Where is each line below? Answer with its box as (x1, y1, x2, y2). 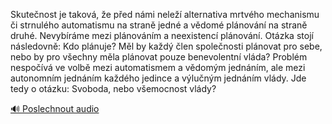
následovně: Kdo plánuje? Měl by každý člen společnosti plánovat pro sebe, (10, 40, 323, 52)
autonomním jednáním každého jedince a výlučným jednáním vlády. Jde (10, 72, 307, 84)
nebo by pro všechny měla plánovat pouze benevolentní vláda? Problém (10, 51, 308, 63)
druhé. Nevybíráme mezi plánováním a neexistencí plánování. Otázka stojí (10, 30, 314, 41)
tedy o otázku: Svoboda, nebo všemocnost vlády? (10, 83, 217, 94)
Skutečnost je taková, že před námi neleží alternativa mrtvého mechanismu (10, 9, 320, 20)
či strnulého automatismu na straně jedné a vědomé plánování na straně (10, 19, 308, 31)
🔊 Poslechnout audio (10, 103, 100, 114)
